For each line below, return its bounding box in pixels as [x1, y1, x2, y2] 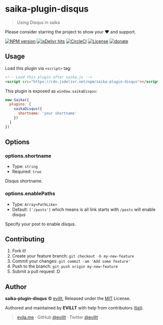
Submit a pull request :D [12, 269, 61, 274]
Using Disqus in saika [16, 19, 60, 25]
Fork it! [12, 248, 27, 254]
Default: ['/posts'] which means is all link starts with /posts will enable [12, 206, 156, 212]
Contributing [5, 235, 45, 243]
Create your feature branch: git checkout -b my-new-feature [12, 253, 134, 259]
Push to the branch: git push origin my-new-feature [12, 263, 118, 269]
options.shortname [5, 152, 52, 159]
